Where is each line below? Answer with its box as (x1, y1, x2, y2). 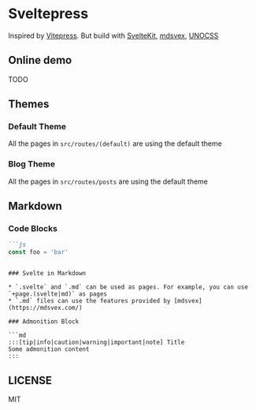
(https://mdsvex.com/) (8, 304, 83, 312)
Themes (8, 98, 50, 111)
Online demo (8, 54, 72, 67)
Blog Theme (8, 158, 56, 170)
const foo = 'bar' (8, 248, 69, 256)
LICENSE (8, 374, 53, 387)
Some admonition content (8, 345, 90, 353)
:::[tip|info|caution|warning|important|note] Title (8, 338, 185, 347)
